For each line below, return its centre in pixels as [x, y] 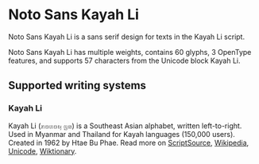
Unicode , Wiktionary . [43, 151]
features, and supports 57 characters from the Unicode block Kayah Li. [124, 61]
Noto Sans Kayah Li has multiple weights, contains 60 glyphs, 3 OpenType [130, 52]
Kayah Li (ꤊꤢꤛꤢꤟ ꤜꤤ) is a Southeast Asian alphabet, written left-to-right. [125, 126]
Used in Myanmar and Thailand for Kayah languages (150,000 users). [122, 134]
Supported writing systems [77, 86]
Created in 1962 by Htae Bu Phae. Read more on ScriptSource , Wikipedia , [129, 143]
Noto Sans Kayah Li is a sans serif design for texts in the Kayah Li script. [126, 37]
